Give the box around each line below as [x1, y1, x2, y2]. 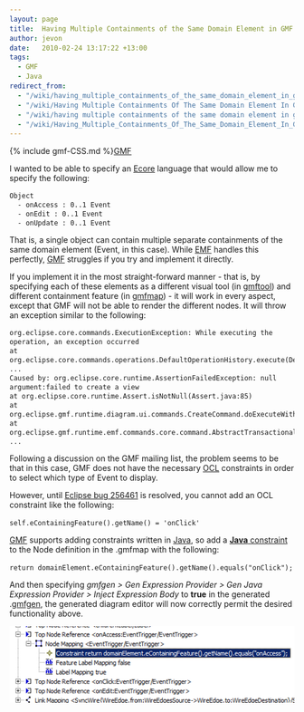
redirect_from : [9, 82, 67, 91]
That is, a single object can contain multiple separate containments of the [9, 235, 283, 245]
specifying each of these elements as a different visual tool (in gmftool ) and [9, 281, 291, 292]
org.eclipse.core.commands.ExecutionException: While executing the [9, 329, 273, 338]
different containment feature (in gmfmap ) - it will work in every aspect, [9, 291, 276, 302]
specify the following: [9, 173, 90, 184]
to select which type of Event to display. [9, 472, 158, 484]
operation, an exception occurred [9, 338, 140, 347]
